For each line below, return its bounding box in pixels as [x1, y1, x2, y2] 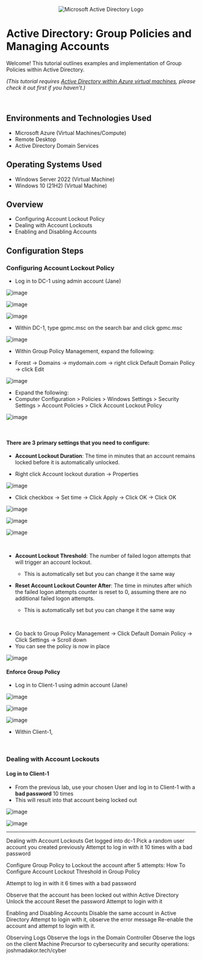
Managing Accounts [6, 40, 110, 54]
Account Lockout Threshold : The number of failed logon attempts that [14, 552, 191, 560]
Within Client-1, [14, 728, 53, 736]
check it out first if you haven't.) [6, 84, 86, 91]
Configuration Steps [6, 245, 84, 256]
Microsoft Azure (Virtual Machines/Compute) [14, 129, 127, 136]
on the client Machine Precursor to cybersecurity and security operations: [6, 940, 189, 947]
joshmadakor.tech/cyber [6, 947, 67, 954]
